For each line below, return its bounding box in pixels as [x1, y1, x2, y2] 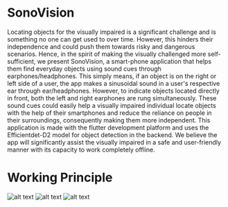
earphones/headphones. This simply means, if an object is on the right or [7, 71, 217, 80]
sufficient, [7, 57, 36, 65]
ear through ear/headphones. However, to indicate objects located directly [7, 87, 220, 95]
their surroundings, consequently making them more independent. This [7, 116, 211, 124]
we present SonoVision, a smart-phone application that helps [37, 57, 212, 65]
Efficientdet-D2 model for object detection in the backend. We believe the [7, 130, 218, 139]
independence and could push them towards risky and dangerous [7, 42, 195, 51]
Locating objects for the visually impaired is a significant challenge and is [7, 28, 216, 36]
